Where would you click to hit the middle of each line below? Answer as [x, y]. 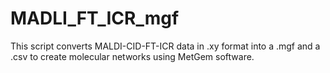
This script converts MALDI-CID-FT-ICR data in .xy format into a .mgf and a [165, 46]
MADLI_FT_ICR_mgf [95, 18]
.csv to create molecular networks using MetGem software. [132, 56]
